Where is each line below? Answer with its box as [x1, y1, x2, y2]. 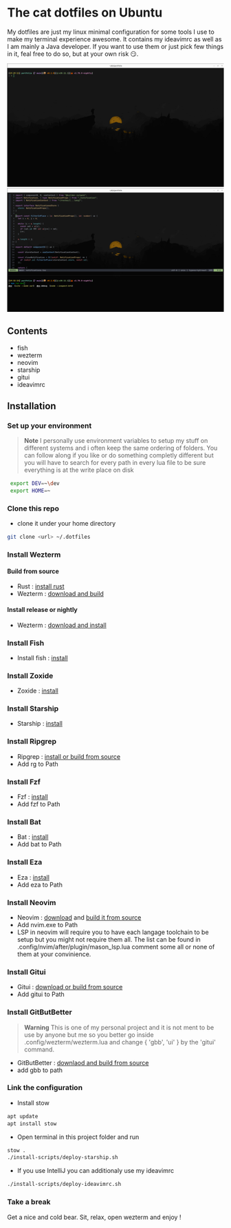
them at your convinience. [16, 950, 91, 958]
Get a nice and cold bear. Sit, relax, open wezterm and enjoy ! [7, 1213, 181, 1221]
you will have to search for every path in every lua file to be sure [23, 459, 206, 467]
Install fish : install [16, 653, 68, 662]
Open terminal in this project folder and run [16, 1133, 140, 1141]
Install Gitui [7, 967, 46, 977]
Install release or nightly [7, 605, 78, 613]
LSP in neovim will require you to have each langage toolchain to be [16, 928, 209, 936]
